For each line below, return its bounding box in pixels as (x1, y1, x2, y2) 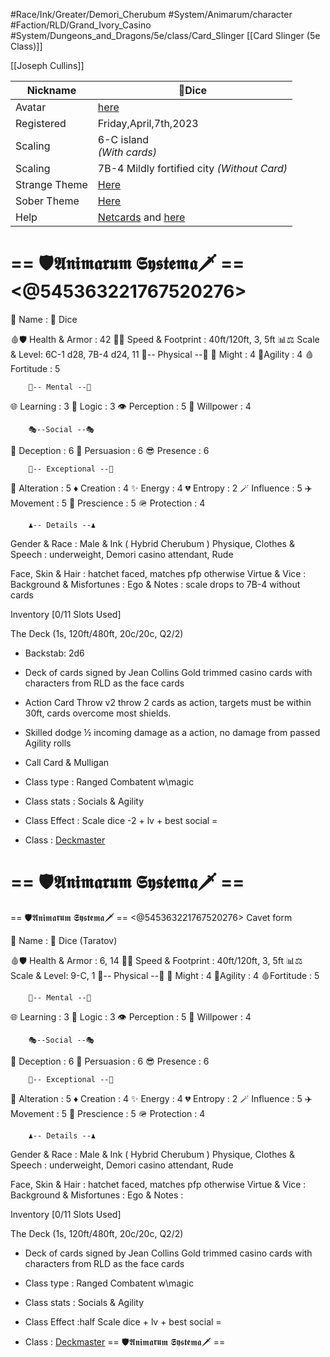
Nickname (26, 84, 77, 97)
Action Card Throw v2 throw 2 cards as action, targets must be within (24, 696, 312, 708)
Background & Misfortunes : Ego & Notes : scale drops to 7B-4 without (10, 578, 301, 590)
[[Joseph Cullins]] (10, 60, 85, 71)
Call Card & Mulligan (24, 756, 110, 768)
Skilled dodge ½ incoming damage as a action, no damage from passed (24, 726, 321, 738)
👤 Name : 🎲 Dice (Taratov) (10, 934, 118, 946)
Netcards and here (97, 210, 186, 224)
